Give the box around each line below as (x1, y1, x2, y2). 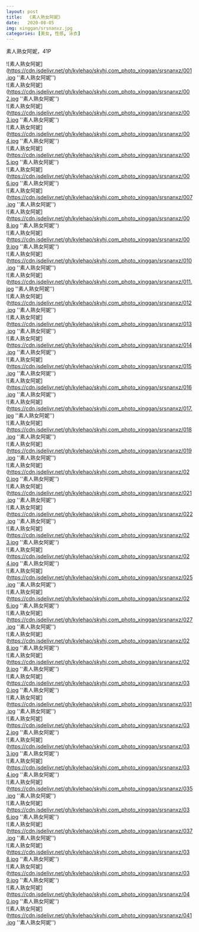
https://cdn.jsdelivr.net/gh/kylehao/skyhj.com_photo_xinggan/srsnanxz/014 (8, 341, 192, 349)
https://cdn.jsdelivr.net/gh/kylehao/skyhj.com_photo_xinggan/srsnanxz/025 (8, 574, 193, 581)
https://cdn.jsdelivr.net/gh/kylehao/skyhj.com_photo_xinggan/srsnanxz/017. (8, 405, 192, 412)
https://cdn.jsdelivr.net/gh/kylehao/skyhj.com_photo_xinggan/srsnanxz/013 (8, 321, 192, 328)
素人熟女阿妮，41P (6, 48, 52, 55)
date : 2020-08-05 (6, 20, 54, 25)
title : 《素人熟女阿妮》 (6, 14, 63, 20)
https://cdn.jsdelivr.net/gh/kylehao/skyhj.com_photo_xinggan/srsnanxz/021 (8, 490, 192, 497)
